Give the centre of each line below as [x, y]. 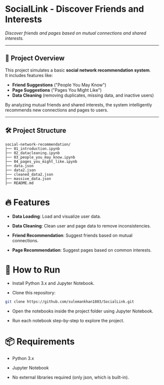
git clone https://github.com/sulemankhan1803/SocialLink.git [70, 302]
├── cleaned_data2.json [29, 174]
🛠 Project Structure [36, 131]
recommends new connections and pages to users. [57, 110]
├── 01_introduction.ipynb [32, 149]
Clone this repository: [34, 293]
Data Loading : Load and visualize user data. [57, 216]
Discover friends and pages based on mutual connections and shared [76, 33]
